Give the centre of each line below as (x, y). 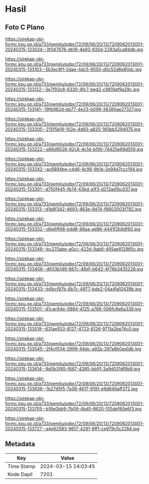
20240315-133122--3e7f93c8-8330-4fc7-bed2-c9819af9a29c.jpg (72, 89)
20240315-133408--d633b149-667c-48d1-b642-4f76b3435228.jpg (74, 269)
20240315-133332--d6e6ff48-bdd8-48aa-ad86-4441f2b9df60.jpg (73, 229)
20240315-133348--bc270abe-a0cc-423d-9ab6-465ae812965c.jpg (74, 249)
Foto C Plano (25, 27)
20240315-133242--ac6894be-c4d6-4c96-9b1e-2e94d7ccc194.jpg (74, 169)
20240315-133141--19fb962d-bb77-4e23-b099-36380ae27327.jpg (73, 109)
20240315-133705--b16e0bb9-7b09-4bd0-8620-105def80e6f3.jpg (74, 409)
